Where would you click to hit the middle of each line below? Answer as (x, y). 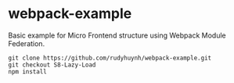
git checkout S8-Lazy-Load (52, 65)
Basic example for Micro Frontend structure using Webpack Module (117, 35)
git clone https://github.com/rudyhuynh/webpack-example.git (110, 58)
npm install (27, 71)
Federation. (27, 43)
